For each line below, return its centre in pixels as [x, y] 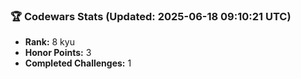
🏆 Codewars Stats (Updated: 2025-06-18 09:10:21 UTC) [151, 16]
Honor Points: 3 [58, 53]
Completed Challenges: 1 [78, 63]
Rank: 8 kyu [49, 42]
